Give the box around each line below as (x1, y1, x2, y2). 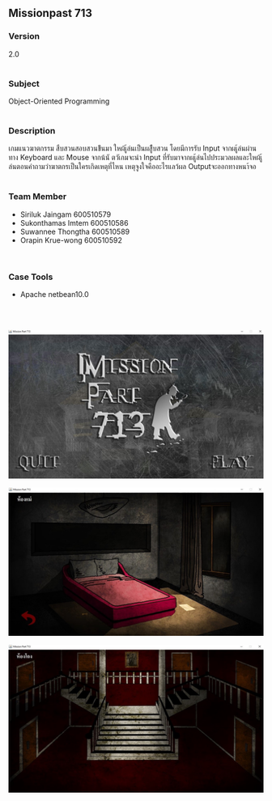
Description (8, 125, 56, 136)
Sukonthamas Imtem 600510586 (19, 218, 129, 227)
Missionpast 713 (8, 6, 93, 20)
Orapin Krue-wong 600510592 (19, 235, 123, 245)
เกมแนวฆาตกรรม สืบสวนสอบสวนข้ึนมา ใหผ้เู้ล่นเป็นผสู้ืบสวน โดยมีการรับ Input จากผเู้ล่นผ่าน (8, 143, 257, 153)
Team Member (8, 191, 67, 202)
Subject (8, 78, 40, 89)
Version (8, 31, 40, 42)
